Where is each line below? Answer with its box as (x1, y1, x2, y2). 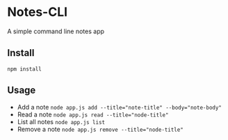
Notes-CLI (7, 4, 68, 20)
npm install (7, 65, 42, 73)
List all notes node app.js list (17, 117, 106, 125)
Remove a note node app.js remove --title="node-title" (17, 125, 184, 133)
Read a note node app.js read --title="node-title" (17, 110, 169, 119)
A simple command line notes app (7, 27, 105, 35)
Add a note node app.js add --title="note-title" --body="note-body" (17, 103, 222, 111)
